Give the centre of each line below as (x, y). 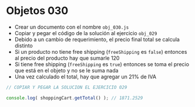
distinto (24, 46)
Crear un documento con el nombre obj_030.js (72, 27)
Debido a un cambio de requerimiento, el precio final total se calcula (97, 39)
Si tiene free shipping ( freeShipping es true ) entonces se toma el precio (102, 64)
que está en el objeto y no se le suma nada (66, 70)
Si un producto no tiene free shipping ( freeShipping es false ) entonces (101, 51)
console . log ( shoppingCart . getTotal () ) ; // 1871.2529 (75, 98)
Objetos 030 (37, 11)
